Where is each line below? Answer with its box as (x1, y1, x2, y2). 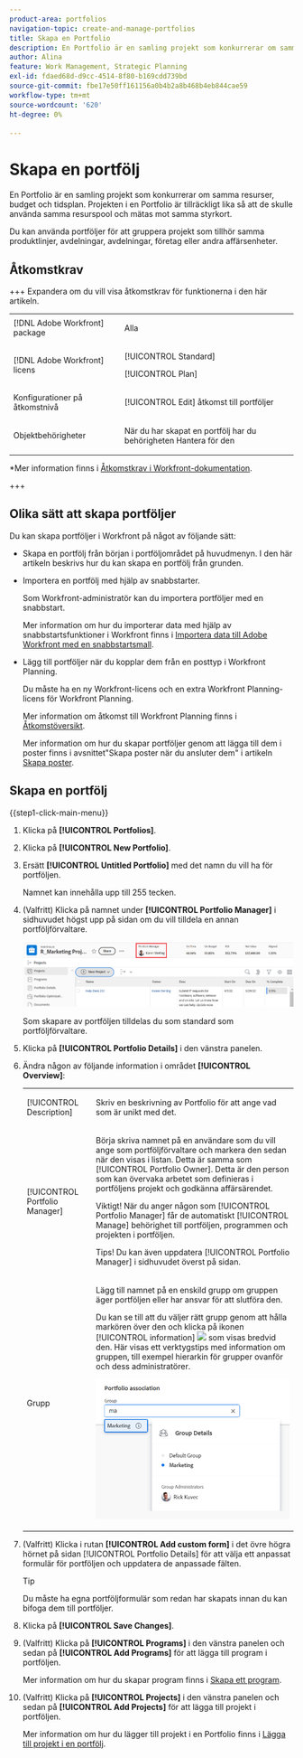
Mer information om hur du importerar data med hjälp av (22, 619, 232, 630)
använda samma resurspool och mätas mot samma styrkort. (9, 209, 233, 220)
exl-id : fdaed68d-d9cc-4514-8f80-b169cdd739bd (9, 72, 188, 81)
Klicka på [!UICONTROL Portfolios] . (22, 824, 156, 835)
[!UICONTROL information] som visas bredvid (96, 1332, 277, 1343)
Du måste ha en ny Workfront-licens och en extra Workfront (22, 683, 245, 694)
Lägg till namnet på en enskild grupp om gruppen (96, 1284, 279, 1296)
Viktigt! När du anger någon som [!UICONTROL (96, 1200, 271, 1211)
